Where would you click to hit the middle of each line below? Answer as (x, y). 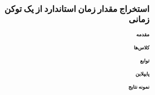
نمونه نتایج (139, 87)
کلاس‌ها (142, 48)
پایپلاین (142, 74)
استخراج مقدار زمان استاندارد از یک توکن (77, 9)
